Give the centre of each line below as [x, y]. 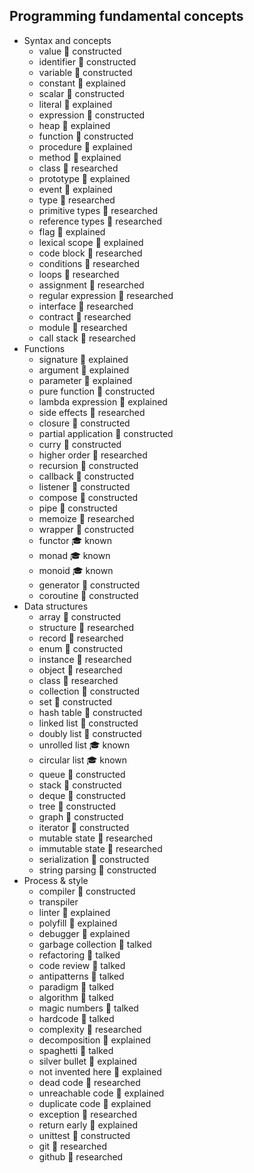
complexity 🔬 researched [90, 1029]
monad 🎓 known [74, 555]
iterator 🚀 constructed [84, 827]
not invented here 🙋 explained [100, 1071]
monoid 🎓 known [76, 570]
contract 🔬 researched [85, 316]
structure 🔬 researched [86, 627]
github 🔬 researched [81, 1156]
